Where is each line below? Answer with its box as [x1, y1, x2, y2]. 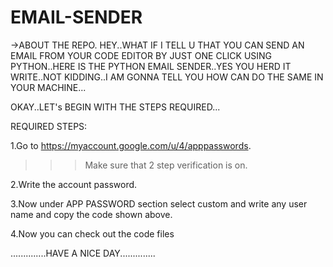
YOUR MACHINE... [10, 81, 87, 93]
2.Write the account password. [10, 178, 138, 190]
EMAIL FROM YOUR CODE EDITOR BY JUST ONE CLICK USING [10, 49, 273, 61]
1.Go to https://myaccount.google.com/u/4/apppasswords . [10, 139, 252, 151]
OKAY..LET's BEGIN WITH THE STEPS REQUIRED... [10, 101, 221, 113]
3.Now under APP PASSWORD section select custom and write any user [10, 197, 308, 210]
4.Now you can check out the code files [10, 227, 175, 240]
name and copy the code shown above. [10, 208, 173, 220]
